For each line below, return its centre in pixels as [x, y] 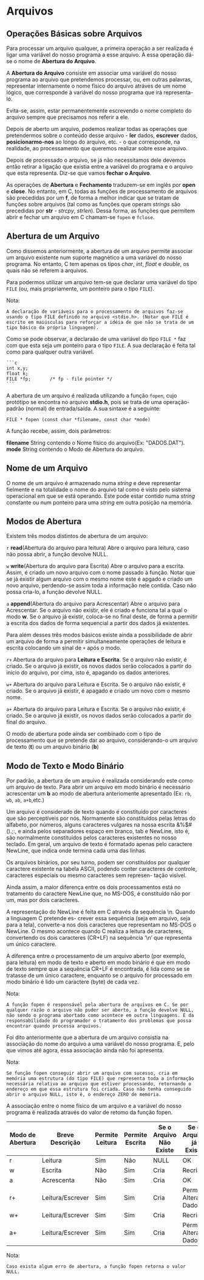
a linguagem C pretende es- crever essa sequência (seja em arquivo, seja [98, 918]
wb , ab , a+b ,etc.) [25, 800]
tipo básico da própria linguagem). [53, 327]
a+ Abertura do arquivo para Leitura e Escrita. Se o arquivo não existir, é [96, 709]
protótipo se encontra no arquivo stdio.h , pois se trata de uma [84, 402]
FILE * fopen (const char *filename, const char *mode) [78, 419]
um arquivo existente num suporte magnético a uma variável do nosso [94, 257]
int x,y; [17, 368]
